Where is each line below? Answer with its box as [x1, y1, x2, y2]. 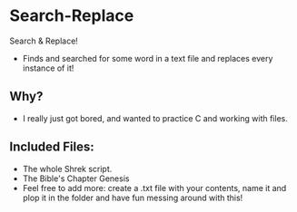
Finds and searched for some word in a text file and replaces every [22, 53, 273, 63]
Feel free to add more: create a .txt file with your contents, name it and [22, 182, 287, 193]
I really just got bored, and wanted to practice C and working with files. [22, 112, 288, 123]
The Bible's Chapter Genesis [22, 173, 130, 184]
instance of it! [22, 63, 74, 73]
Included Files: [9, 140, 95, 155]
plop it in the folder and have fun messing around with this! [22, 192, 243, 203]
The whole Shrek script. [22, 163, 113, 174]
